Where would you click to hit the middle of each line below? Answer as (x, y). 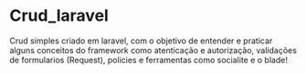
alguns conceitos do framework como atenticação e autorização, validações (153, 50)
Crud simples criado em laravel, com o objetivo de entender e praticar (141, 41)
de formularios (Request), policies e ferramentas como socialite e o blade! (148, 60)
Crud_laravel (59, 16)
